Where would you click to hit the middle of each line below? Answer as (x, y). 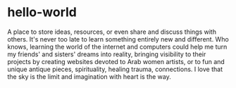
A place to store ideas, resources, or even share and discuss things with (112, 32)
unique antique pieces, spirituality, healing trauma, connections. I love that (115, 69)
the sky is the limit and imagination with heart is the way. (89, 76)
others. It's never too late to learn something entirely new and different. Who (118, 39)
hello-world (42, 12)
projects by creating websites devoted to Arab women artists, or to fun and (116, 61)
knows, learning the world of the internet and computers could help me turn (117, 46)
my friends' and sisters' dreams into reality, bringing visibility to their (107, 54)
